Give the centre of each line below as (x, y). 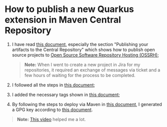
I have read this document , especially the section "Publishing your (80, 44)
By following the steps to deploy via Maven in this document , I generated (87, 104)
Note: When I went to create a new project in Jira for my (82, 64)
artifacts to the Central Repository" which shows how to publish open (83, 49)
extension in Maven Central (63, 20)
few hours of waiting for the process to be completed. (80, 75)
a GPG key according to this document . (52, 109)
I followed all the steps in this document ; (53, 85)
